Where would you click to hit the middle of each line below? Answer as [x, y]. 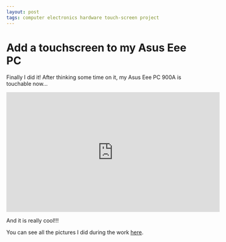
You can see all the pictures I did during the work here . [75, 232]
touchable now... [27, 84]
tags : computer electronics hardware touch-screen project [83, 18]
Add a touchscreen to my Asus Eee [97, 48]
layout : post [23, 12]
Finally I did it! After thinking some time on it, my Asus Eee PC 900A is [94, 77]
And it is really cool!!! [33, 221]
